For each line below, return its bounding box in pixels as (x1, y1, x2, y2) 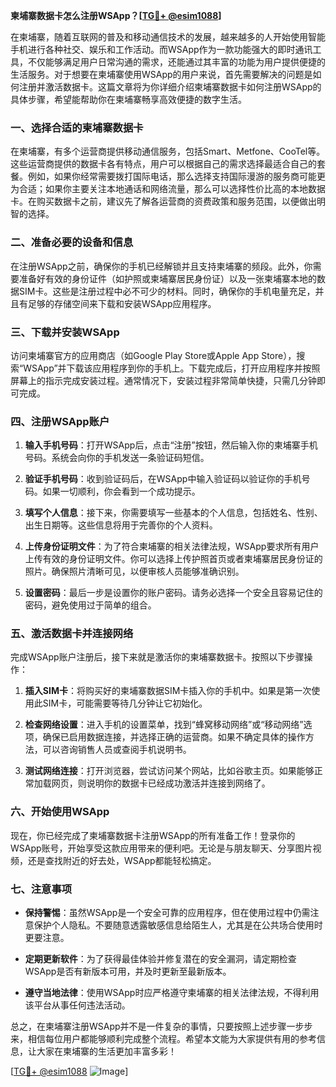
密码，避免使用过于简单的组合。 (24, 599, 157, 611)
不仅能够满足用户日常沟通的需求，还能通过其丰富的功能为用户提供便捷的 (27, 56, 326, 68)
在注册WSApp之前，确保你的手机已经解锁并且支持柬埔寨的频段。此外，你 (10, 260, 313, 272)
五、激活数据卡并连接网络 (10, 627, 134, 641)
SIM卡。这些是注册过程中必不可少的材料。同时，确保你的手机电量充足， (18, 285, 316, 297)
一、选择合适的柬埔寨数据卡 (10, 120, 144, 134)
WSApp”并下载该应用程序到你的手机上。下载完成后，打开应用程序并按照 (23, 362, 321, 374)
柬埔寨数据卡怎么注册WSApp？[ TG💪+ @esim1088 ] (10, 10, 222, 21)
